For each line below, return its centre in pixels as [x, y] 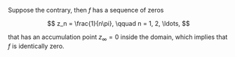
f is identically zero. [36, 46]
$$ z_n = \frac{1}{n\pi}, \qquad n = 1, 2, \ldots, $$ [119, 23]
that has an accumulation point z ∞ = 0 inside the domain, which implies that [118, 38]
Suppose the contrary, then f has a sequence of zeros [86, 10]
